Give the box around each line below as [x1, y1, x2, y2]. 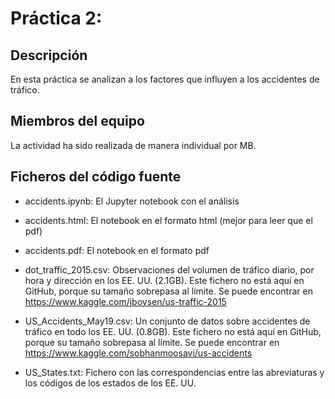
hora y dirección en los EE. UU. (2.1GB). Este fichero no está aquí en [24, 274, 305, 286]
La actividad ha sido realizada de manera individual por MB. [10, 139, 257, 151]
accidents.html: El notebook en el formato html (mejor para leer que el [24, 214, 313, 226]
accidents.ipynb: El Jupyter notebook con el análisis [24, 195, 240, 207]
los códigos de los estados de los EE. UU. [24, 377, 197, 389]
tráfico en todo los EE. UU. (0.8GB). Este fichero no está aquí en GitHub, [24, 325, 322, 337]
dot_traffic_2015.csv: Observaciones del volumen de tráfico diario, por [24, 263, 315, 276]
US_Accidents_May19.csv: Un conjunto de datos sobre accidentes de [24, 315, 311, 327]
